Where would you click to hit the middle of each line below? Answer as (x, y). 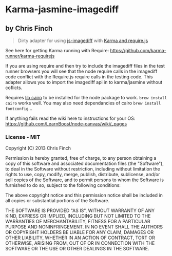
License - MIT (23, 137)
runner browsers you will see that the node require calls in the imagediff (81, 71)
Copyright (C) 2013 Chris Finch (38, 148)
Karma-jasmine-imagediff (62, 9)
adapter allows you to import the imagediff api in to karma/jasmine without (84, 82)
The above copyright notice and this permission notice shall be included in (84, 195)
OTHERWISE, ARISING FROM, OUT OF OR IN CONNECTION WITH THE (80, 243)
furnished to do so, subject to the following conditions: (63, 185)
